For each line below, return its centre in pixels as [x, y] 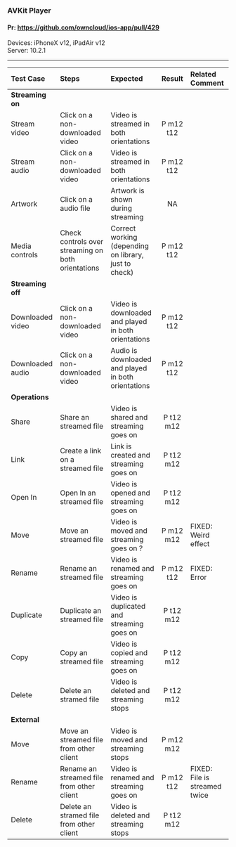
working [124, 238]
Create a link [80, 451]
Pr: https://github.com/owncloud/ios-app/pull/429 [84, 27]
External [25, 720]
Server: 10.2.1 [26, 51]
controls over [81, 242]
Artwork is [128, 190]
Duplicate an [80, 611]
